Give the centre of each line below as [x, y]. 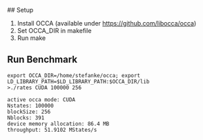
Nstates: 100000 [30, 106]
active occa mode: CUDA [41, 99]
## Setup [20, 10]
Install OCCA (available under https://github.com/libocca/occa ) [107, 23]
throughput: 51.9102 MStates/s [52, 130]
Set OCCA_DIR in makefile [54, 31]
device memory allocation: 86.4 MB [58, 123]
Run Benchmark [42, 60]
